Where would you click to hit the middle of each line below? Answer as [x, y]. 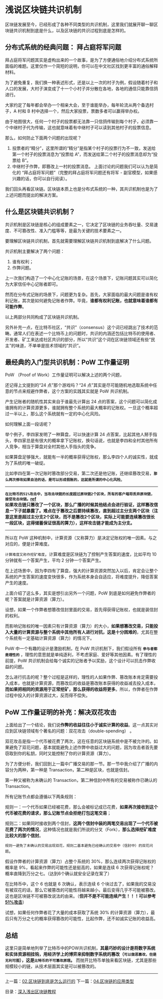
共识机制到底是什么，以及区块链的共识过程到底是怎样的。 [71, 30]
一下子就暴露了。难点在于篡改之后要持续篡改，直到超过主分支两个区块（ [81, 511]
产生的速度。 [18, 583]
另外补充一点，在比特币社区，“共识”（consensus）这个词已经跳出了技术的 [79, 327]
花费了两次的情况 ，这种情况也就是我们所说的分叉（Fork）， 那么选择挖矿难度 [81, 830]
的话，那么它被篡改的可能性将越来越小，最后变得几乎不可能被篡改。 [90, 890]
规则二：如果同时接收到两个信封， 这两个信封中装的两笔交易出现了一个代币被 [81, 823]
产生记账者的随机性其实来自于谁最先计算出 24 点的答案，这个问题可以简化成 [81, 401]
